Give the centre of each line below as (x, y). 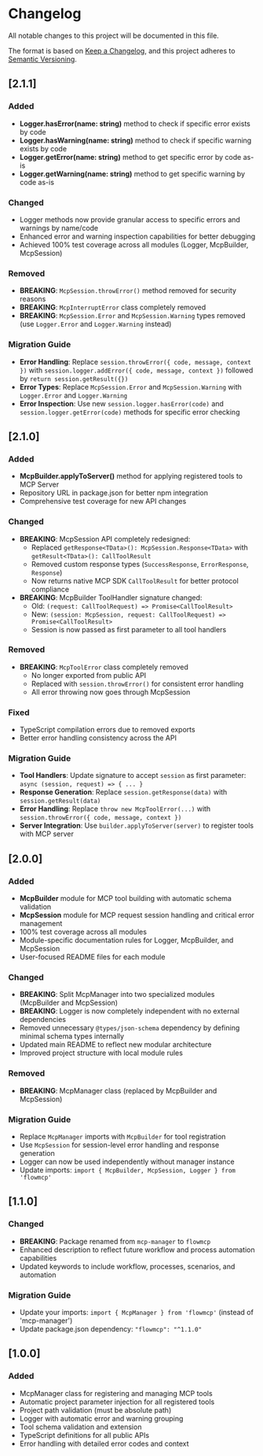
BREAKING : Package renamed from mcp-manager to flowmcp (115, 1241)
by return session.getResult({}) (74, 378)
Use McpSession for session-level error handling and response (119, 1145)
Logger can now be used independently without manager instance (127, 1161)
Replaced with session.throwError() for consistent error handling (137, 684)
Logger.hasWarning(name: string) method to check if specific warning (135, 140)
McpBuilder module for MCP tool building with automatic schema (125, 898)
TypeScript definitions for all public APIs (84, 1435)
